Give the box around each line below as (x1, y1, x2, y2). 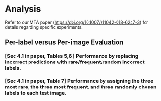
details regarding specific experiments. (5, 24, 83, 30)
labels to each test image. (5, 90, 67, 97)
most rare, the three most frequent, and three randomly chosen (5, 84, 157, 90)
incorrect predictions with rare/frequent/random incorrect (5, 59, 145, 65)
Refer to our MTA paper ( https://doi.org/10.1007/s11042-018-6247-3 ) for (5, 19, 148, 25)
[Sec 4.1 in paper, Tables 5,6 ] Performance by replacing (5, 53, 139, 60)
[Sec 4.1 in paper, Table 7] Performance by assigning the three (5, 78, 154, 85)
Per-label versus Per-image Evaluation (5, 38, 124, 47)
